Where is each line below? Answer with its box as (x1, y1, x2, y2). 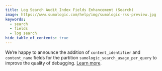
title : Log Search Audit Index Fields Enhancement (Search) (5, 7, 134, 13)
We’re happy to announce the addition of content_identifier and (5, 49, 141, 55)
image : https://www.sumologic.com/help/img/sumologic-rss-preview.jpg (5, 12, 156, 17)
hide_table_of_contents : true (5, 36, 69, 41)
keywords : (5, 17, 26, 22)
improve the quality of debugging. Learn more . (5, 60, 102, 66)
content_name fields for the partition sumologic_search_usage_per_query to (5, 54, 157, 60)
